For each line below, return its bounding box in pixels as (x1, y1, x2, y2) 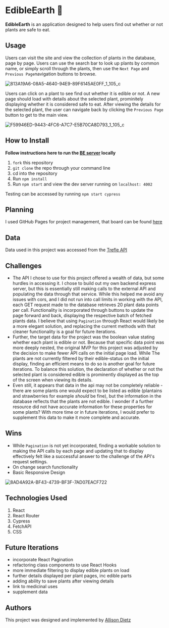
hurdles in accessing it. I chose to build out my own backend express (12, 280, 156, 286)
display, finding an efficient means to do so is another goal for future (12, 361, 155, 367)
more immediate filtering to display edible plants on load (12, 567, 130, 573)
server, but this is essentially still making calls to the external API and (12, 285, 156, 292)
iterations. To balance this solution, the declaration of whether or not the (12, 366, 163, 372)
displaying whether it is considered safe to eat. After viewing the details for (5, 101, 161, 107)
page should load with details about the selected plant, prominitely (5, 95, 144, 102)
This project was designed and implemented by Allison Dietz (5, 617, 131, 623)
